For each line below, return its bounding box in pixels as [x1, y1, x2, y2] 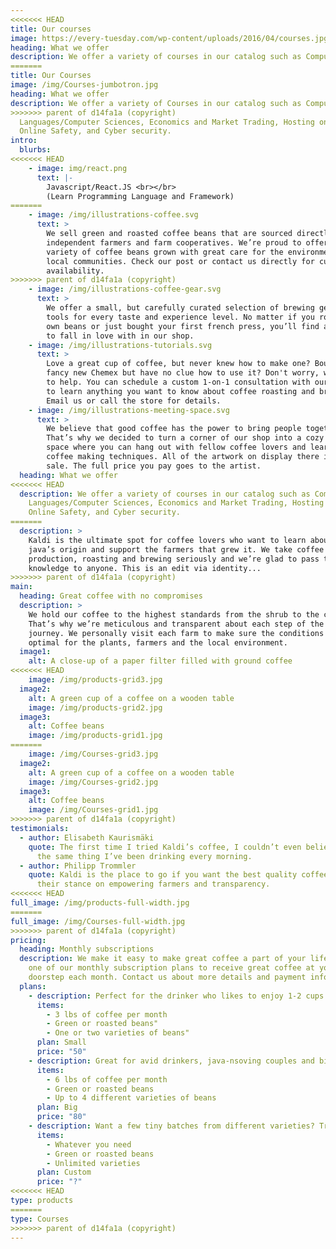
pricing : [10, 935, 47, 945]
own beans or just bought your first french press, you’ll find [46, 321, 320, 331]
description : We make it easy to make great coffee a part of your [19, 954, 307, 964]
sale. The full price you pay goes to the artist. [46, 461, 262, 471]
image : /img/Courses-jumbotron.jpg [10, 80, 159, 90]
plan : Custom [36, 1167, 92, 1178]
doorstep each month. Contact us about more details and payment [28, 972, 307, 982]
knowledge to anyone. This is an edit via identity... [28, 563, 262, 573]
